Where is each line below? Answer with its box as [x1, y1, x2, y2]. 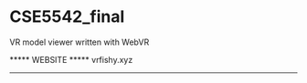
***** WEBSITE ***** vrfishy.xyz [9, 54, 133, 65]
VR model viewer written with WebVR [9, 36, 150, 47]
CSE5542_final [9, 6, 125, 27]
